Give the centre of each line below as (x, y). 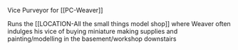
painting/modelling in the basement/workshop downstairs (92, 39)
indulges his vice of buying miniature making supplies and (93, 31)
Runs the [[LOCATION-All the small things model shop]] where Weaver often (119, 24)
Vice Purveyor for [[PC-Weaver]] (55, 10)
